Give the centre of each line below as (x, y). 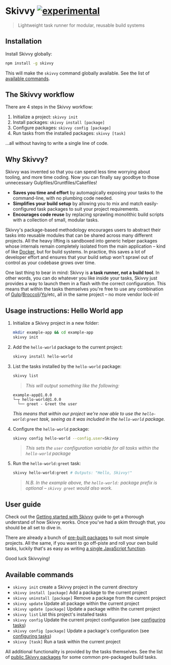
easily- (151, 204)
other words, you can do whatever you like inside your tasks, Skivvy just (81, 278)
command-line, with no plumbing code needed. (63, 198)
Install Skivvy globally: (29, 53)
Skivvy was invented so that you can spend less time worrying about (78, 172)
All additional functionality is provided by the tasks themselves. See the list (84, 651)
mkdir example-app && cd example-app (53, 332)
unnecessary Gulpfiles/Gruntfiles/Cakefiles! (51, 183)
